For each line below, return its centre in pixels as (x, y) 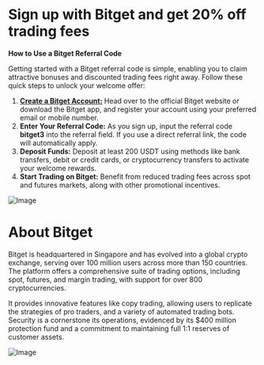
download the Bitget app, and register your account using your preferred (138, 109)
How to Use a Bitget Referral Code (65, 53)
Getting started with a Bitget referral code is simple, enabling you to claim (128, 68)
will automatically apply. (58, 143)
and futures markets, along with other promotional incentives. (120, 184)
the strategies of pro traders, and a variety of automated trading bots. (121, 311)
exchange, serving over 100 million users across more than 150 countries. (128, 262)
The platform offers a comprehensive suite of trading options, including (124, 271)
